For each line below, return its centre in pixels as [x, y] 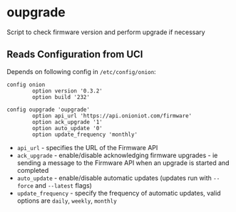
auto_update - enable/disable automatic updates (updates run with [114, 178]
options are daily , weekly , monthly [67, 201]
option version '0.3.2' [67, 91]
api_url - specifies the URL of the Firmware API [87, 147]
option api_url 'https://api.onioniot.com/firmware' [112, 116]
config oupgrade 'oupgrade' [48, 110]
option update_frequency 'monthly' [85, 134]
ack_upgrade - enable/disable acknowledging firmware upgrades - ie [117, 155]
